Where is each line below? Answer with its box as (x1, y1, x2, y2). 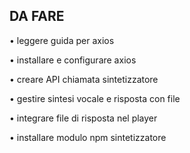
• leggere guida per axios (9, 34, 115, 46)
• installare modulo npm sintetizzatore (9, 131, 167, 143)
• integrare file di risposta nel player (9, 112, 158, 124)
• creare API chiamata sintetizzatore (9, 73, 159, 85)
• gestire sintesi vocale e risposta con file (9, 92, 181, 104)
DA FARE (9, 8, 65, 25)
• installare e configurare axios (9, 54, 137, 66)
